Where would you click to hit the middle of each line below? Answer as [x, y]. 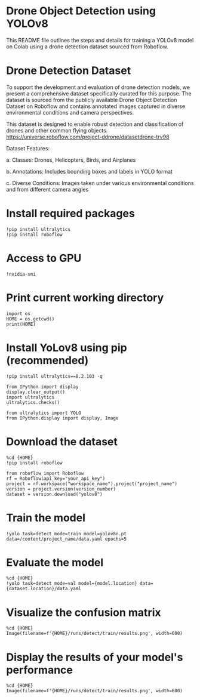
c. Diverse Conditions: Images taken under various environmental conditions [100, 183]
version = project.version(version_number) [61, 489]
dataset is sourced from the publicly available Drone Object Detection [92, 100]
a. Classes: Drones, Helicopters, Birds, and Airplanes [71, 160]
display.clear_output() [36, 392]
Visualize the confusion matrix [84, 612]
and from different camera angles [47, 189]
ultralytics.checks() [33, 402]
